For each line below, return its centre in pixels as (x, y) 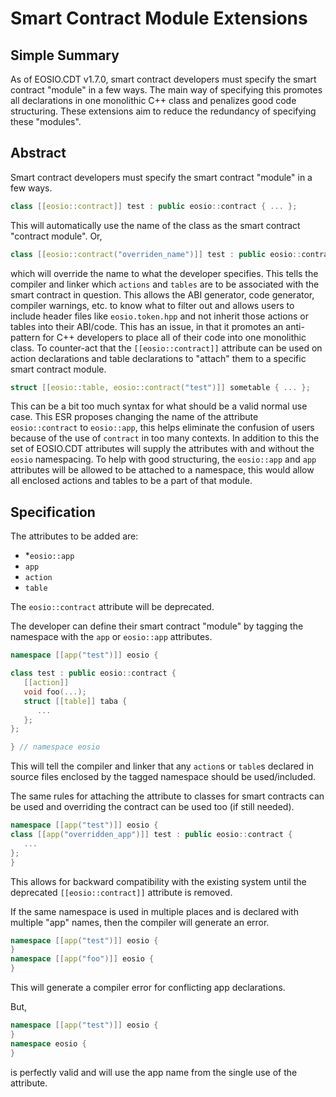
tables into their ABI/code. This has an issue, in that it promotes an (147, 326)
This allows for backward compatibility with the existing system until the (158, 881)
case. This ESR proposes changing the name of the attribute (134, 417)
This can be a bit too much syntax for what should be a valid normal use (159, 406)
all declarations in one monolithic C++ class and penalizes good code (153, 100)
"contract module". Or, (56, 236)
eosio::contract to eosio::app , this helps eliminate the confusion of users (162, 428)
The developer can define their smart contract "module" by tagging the (157, 626)
